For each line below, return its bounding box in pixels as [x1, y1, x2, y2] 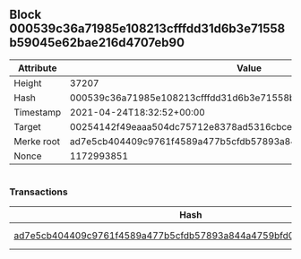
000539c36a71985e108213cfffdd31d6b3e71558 [9, 22, 286, 37]
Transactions [9, 186, 69, 198]
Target [13, 120, 42, 133]
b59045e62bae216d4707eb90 [9, 35, 185, 50]
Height [13, 76, 42, 89]
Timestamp [13, 106, 62, 118]
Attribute [17, 62, 57, 74]
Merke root [13, 134, 61, 147]
